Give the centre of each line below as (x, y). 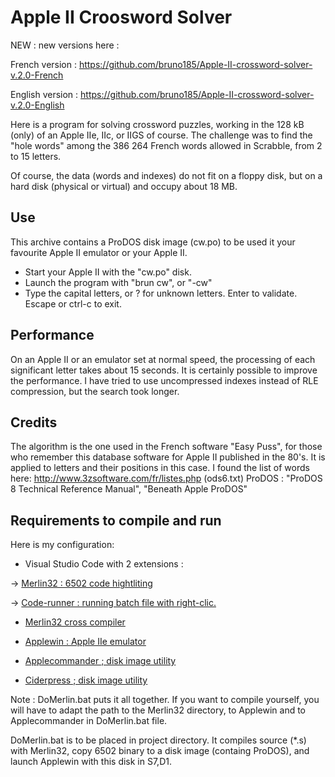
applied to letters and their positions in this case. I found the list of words (160, 468)
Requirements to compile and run (116, 520)
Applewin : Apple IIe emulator (85, 642)
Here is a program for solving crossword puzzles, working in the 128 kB (157, 124)
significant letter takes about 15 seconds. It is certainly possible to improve (164, 370)
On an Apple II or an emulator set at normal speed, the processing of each (163, 359)
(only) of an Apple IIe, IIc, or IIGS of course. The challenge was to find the (161, 135)
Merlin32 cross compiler (75, 622)
